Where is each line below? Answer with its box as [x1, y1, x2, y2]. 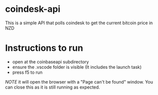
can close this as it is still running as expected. [5, 84, 100, 90]
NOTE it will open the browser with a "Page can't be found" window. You [5, 79, 154, 85]
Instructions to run [5, 43, 83, 54]
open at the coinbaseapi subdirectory [12, 58, 89, 65]
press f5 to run [12, 69, 43, 75]
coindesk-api [5, 3, 60, 15]
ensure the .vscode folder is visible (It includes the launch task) [12, 64, 142, 70]
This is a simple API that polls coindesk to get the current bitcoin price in [5, 20, 153, 26]
